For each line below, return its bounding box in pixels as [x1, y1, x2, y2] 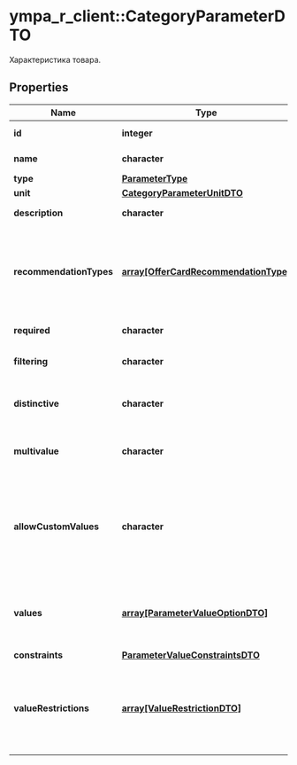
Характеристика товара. [9, 54, 102, 65]
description [13, 207, 64, 219]
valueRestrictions [13, 702, 90, 714]
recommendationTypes [13, 265, 113, 277]
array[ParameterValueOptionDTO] [121, 606, 269, 619]
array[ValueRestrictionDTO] [121, 702, 241, 714]
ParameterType [121, 172, 188, 184]
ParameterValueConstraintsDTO [121, 649, 261, 661]
